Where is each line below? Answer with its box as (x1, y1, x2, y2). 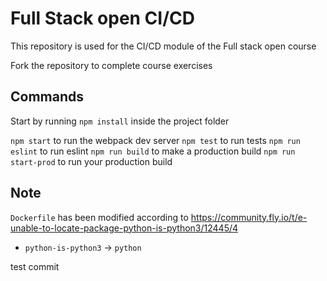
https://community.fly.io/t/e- (190, 211, 308, 223)
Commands (10, 88, 85, 106)
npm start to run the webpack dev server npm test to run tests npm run (10, 134, 301, 146)
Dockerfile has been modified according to (10, 211, 189, 223)
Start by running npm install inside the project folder (10, 115, 230, 127)
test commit (10, 260, 60, 272)
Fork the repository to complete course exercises (10, 59, 213, 71)
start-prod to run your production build (10, 155, 173, 167)
